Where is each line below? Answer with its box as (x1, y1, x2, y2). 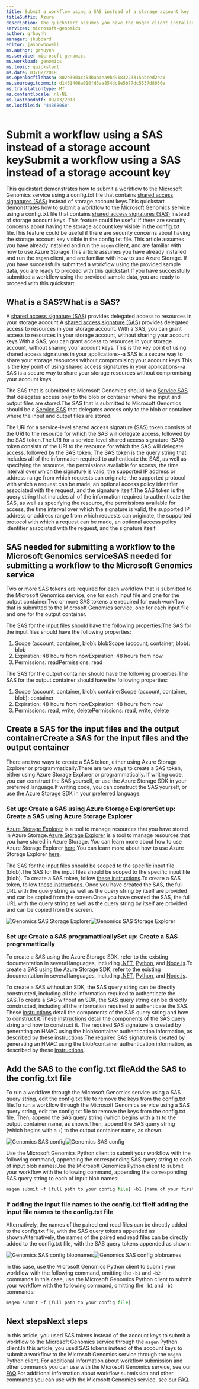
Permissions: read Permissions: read (14, 659, 103, 666)
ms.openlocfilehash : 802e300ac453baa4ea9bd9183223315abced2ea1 (6, 75, 166, 81)
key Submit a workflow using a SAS (6, 153, 181, 167)
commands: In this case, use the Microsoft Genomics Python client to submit (6, 1276, 192, 1283)
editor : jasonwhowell (6, 42, 60, 48)
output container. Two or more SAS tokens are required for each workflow (6, 598, 185, 605)
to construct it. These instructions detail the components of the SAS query (6, 1015, 186, 1023)
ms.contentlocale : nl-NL (6, 91, 68, 97)
